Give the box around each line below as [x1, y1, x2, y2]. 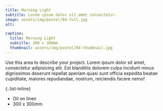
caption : [5, 31, 24, 36]
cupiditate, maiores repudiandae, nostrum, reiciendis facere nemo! [5, 75, 145, 82]
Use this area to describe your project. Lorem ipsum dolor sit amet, [5, 59, 146, 65]
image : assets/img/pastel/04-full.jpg [5, 17, 88, 22]
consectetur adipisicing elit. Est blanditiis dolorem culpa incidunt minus [5, 64, 154, 71]
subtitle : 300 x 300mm [10, 40, 58, 46]
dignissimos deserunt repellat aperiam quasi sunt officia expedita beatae [5, 70, 158, 76]
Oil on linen [12, 95, 37, 101]
